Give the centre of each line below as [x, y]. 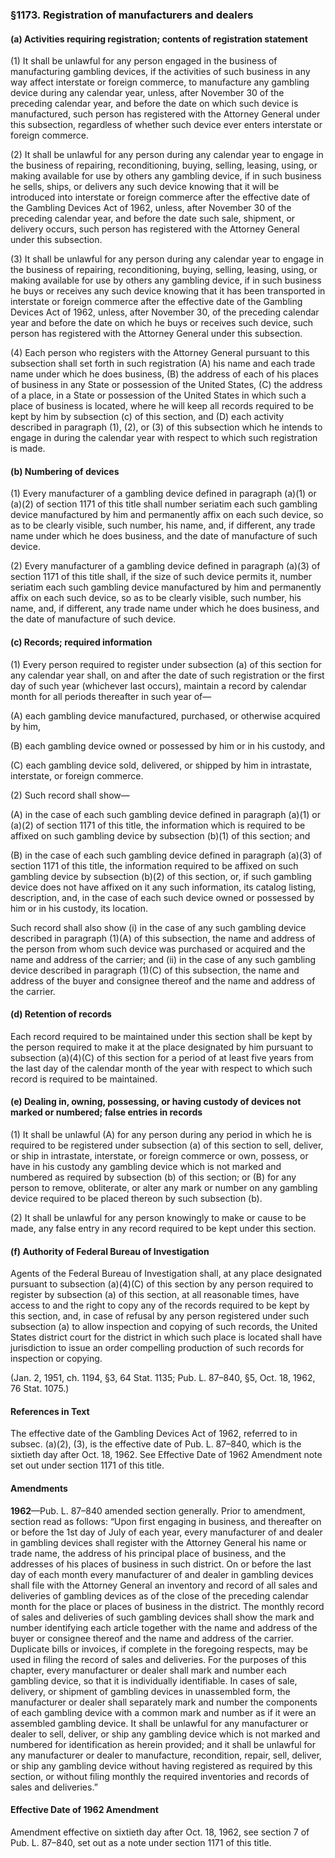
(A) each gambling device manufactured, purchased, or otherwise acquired [165, 715]
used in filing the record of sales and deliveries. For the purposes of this [158, 1659]
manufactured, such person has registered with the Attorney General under [165, 114]
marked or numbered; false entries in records [106, 1112]
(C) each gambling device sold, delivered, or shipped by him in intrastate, [161, 765]
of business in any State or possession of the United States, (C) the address [166, 385]
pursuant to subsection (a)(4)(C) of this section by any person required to [162, 1284]
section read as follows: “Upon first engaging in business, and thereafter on [166, 1521]
